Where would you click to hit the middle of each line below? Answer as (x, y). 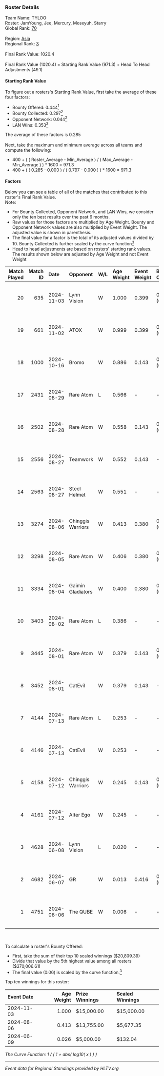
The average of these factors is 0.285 (43, 135)
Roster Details (22, 7)
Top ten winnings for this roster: (37, 981)
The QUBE (81, 912)
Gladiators (81, 592)
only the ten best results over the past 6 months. (61, 217)
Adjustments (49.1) (24, 70)
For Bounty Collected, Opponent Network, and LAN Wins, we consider (83, 212)
